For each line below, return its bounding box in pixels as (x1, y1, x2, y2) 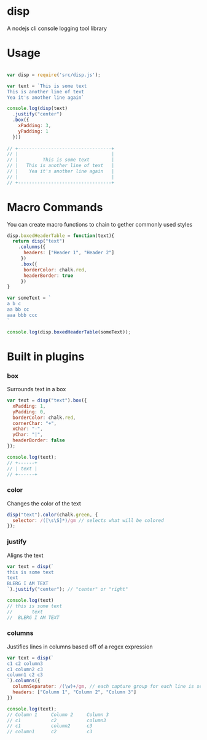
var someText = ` (7, 295, 52, 302)
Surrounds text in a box (7, 386, 66, 393)
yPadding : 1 (18, 128, 49, 134)
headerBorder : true (23, 272, 73, 279)
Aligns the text (7, 551, 44, 559)
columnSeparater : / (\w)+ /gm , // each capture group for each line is (12, 684, 194, 690)
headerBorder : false (12, 437, 65, 443)
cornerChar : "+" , (12, 420, 57, 426)
